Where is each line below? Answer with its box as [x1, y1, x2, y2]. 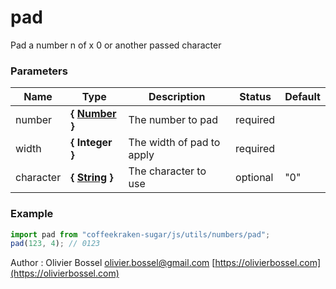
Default [284, 90, 321, 104]
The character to [128, 164, 207, 178]
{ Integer [70, 136, 113, 150]
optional [235, 171, 274, 185]
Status [239, 90, 272, 104]
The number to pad [128, 113, 218, 127]
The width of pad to [128, 136, 221, 150]
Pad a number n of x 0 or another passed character [10, 39, 222, 51]
